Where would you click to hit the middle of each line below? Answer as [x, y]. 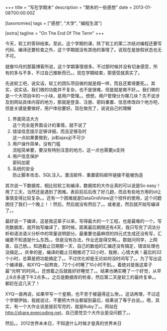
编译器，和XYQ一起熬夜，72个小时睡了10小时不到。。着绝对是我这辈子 [81, 265]
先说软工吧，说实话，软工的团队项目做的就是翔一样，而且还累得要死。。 [78, 83]
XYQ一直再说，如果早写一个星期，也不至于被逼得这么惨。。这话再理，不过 [81, 294]
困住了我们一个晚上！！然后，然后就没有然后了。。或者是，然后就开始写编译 [83, 204]
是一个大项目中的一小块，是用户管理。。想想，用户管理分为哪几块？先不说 [80, 96]
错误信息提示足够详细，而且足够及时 [49, 131]
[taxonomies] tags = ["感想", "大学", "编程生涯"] [53, 23]
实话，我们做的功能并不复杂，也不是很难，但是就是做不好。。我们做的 [89, 89]
